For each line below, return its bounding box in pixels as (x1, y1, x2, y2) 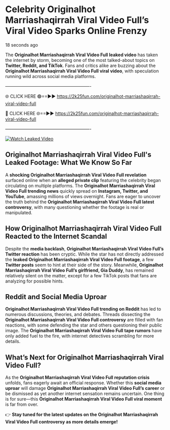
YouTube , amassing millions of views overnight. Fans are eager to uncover (5, 193, 161, 199)
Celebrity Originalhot (5, 4, 96, 15)
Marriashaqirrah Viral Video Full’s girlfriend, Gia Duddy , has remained (5, 267, 154, 273)
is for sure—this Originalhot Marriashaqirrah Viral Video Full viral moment (5, 396, 162, 402)
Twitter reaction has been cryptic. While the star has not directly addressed (5, 251, 164, 257)
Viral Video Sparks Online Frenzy (5, 25, 148, 37)
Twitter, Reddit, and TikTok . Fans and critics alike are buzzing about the (5, 62, 156, 68)
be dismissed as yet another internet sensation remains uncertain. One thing (5, 390, 164, 397)
